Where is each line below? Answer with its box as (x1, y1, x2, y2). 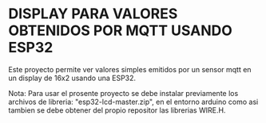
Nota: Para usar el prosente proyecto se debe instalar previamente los (8, 88, 239, 98)
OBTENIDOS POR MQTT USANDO (8, 21, 233, 40)
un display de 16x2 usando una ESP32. (8, 73, 137, 83)
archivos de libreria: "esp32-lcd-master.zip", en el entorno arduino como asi (8, 97, 259, 106)
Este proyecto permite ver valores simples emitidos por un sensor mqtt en (8, 64, 252, 74)
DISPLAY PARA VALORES (8, 5, 178, 23)
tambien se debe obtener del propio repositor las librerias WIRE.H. (8, 105, 226, 115)
